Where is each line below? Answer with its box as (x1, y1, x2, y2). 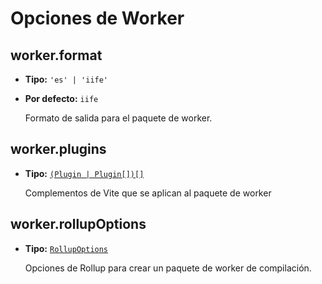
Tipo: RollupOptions (24, 242, 109, 254)
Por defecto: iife (24, 93, 99, 104)
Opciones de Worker (10, 7, 185, 30)
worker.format (10, 47, 103, 64)
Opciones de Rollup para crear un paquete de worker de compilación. (24, 262, 312, 274)
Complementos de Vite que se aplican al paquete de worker (24, 187, 272, 199)
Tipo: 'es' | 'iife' (24, 73, 109, 85)
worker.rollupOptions (10, 216, 147, 233)
